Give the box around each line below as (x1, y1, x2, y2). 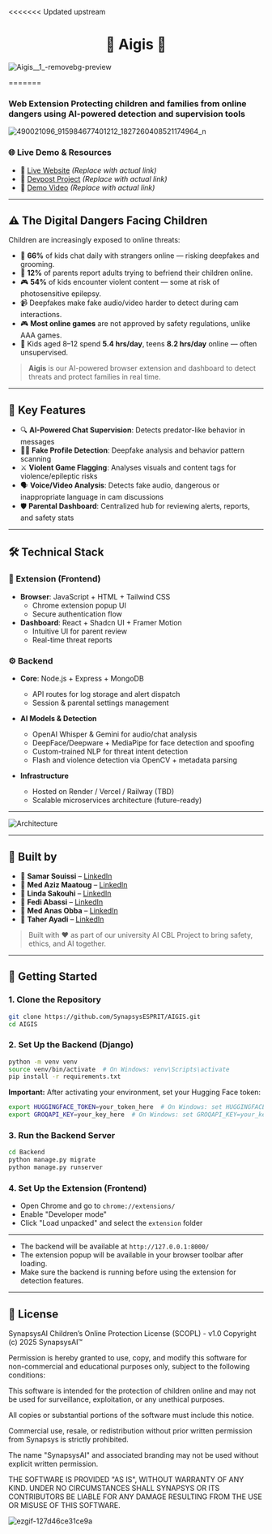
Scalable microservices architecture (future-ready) (32, 795, 202, 806)
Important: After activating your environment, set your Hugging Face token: (8, 1087, 261, 1098)
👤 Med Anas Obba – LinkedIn (19, 905, 119, 915)
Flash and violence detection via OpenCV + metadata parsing (32, 755, 237, 765)
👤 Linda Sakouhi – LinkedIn (19, 888, 112, 898)
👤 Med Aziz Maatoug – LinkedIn (19, 879, 128, 889)
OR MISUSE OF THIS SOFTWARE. (8, 1501, 121, 1510)
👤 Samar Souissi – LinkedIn (19, 871, 113, 881)
